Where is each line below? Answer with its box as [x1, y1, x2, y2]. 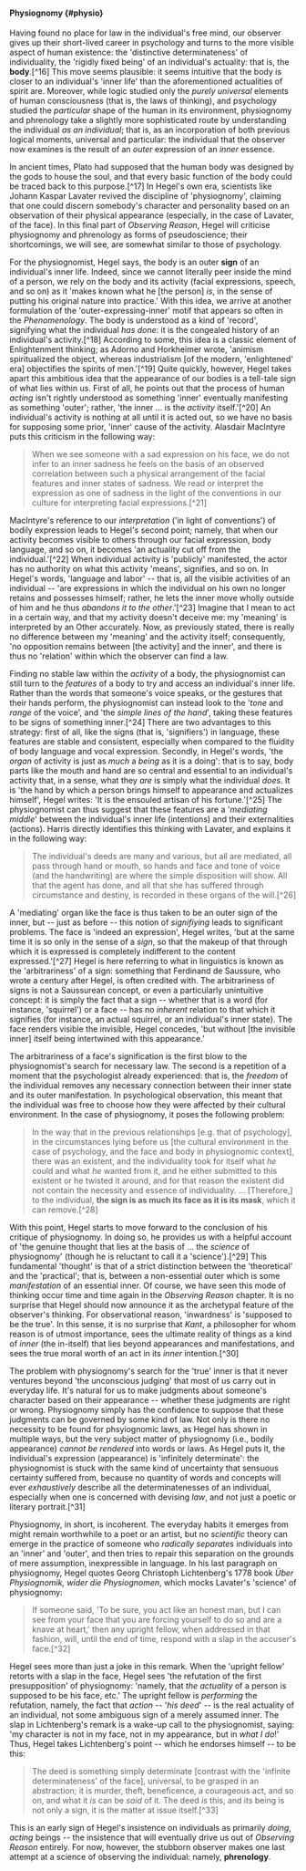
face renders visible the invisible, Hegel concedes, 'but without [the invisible [9, 1024, 296, 1034]
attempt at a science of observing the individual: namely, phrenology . [9, 1852, 271, 1863]
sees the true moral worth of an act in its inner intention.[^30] [9, 1348, 240, 1359]
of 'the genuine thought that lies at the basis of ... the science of [9, 1242, 250, 1253]
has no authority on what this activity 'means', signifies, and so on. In [9, 564, 269, 575]
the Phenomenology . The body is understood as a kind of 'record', [9, 315, 259, 326]
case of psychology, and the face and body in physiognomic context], [31, 1146, 294, 1158]
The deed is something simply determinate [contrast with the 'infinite [31, 1766, 291, 1777]
